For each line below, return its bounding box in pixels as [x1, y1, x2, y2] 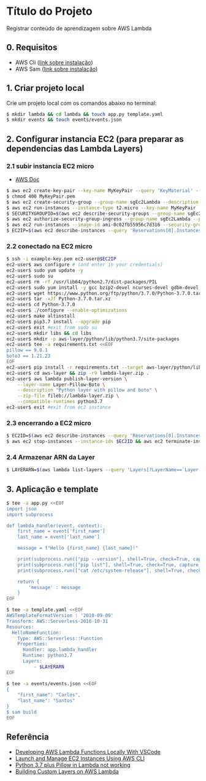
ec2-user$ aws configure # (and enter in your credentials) [6, 262, 164, 268]
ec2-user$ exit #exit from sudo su [6, 324, 97, 331]
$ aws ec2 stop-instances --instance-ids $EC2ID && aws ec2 [6, 439, 164, 445]
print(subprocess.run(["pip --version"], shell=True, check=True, [17, 556, 191, 563]
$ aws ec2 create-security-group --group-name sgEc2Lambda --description [6, 199, 199, 205]
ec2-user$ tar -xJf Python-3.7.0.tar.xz [6, 296, 112, 302]
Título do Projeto [6, 4, 93, 18]
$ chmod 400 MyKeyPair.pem [6, 193, 75, 199]
